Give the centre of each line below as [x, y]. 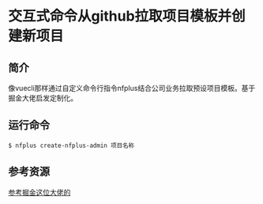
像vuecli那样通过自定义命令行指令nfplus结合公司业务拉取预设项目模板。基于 [132, 88]
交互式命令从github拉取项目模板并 [120, 16]
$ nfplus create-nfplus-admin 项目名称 [71, 145]
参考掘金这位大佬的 [39, 192]
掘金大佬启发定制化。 [43, 98]
